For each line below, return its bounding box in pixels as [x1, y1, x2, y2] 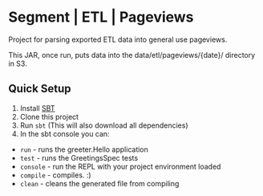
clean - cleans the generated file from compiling [19, 178, 180, 188]
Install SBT [19, 103, 55, 112]
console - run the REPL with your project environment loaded [19, 161, 221, 171]
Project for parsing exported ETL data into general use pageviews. [8, 35, 228, 44]
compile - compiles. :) [19, 169, 91, 180]
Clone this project [19, 112, 79, 121]
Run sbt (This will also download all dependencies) [19, 120, 188, 130]
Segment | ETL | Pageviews [8, 8, 194, 27]
